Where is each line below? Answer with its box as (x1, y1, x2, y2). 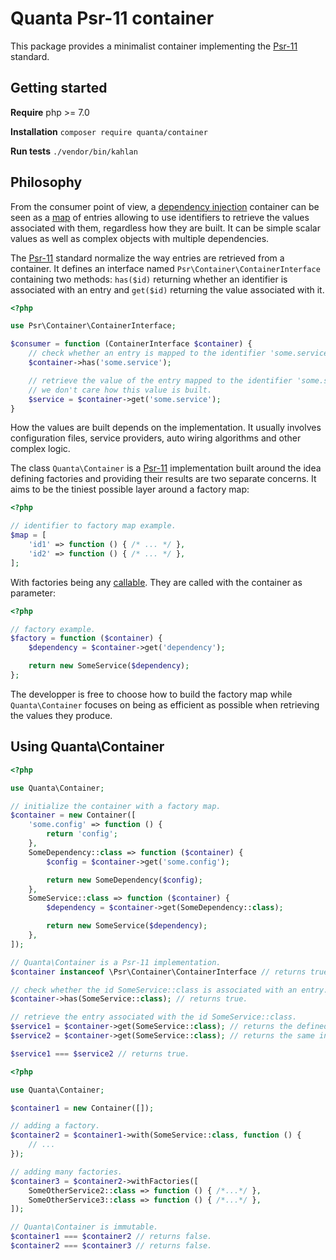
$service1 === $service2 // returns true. (10, 1048, 190, 1059)
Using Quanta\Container (10, 738, 165, 756)
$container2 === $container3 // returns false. (10, 1241, 213, 1251)
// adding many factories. (10, 1167, 123, 1177)
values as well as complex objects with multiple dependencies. (10, 232, 270, 244)
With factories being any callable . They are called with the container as (10, 576, 303, 588)
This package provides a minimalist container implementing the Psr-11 (10, 40, 298, 52)
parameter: (10, 587, 57, 599)
